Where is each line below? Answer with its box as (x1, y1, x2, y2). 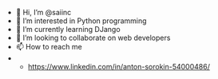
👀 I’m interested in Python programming (15, 16, 147, 26)
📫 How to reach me (15, 42, 82, 51)
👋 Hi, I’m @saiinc (15, 8, 72, 17)
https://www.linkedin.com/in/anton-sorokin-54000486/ (27, 62, 210, 71)
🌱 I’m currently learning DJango (15, 25, 121, 34)
